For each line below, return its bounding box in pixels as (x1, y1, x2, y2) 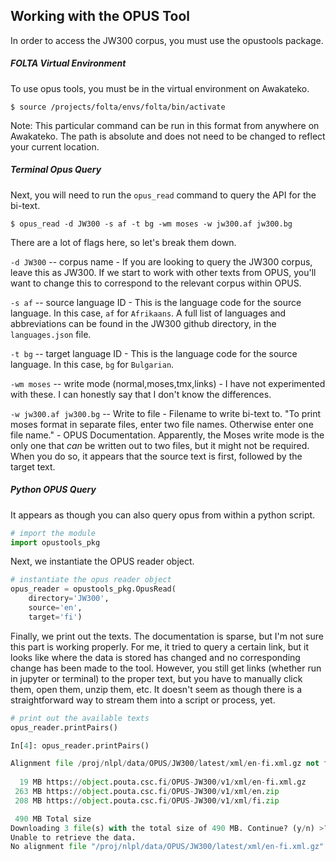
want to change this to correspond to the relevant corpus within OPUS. (10, 277, 302, 289)
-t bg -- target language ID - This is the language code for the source (10, 347, 298, 359)
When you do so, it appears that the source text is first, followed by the (10, 450, 303, 462)
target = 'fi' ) (28, 612, 83, 622)
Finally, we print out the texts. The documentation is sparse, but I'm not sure (10, 630, 324, 642)
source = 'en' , (28, 603, 83, 613)
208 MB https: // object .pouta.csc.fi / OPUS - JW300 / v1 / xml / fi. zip (14, 795, 280, 806)
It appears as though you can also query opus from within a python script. (10, 509, 316, 521)
